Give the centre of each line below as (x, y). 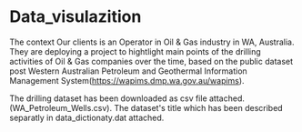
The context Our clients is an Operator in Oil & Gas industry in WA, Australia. (152, 42)
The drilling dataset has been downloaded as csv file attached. (127, 98)
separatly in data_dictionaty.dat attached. (87, 117)
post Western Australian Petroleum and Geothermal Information (128, 71)
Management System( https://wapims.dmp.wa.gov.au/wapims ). (127, 80)
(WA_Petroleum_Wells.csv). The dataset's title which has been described (146, 107)
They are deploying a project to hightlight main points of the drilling (135, 51)
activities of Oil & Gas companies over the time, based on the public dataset (151, 61)
